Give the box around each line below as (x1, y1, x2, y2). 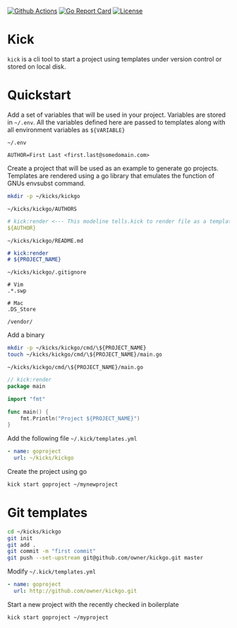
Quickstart (7, 87, 72, 103)
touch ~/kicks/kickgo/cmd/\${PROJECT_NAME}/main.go (7, 351, 162, 359)
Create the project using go (7, 467, 87, 475)
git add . (7, 541, 37, 548)
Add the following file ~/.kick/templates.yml (7, 434, 138, 443)
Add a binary (7, 331, 44, 339)
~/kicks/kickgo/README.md (7, 237, 83, 244)
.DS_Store (7, 306, 37, 313)
